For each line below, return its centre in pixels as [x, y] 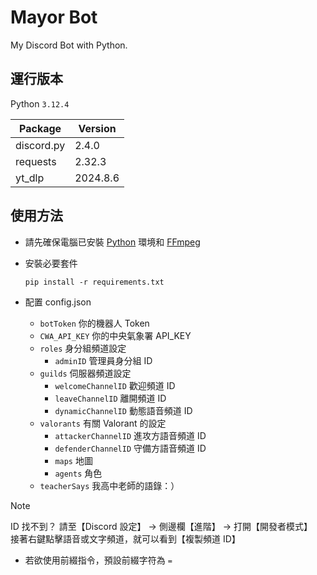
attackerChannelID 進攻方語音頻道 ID [130, 435]
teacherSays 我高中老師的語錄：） [109, 485]
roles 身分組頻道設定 [83, 348]
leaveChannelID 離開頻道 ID [110, 398]
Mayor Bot [54, 17]
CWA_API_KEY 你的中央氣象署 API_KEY [115, 335]
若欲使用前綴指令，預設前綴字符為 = [98, 560]
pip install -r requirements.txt [94, 282]
